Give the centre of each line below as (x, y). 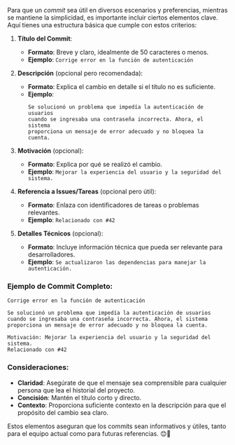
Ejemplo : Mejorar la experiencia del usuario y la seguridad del (124, 172)
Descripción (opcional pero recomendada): (80, 73)
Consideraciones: (38, 367)
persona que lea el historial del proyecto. (76, 390)
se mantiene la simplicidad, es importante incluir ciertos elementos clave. (113, 18)
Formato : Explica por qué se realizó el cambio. (95, 164)
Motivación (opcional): (50, 151)
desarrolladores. (51, 254)
